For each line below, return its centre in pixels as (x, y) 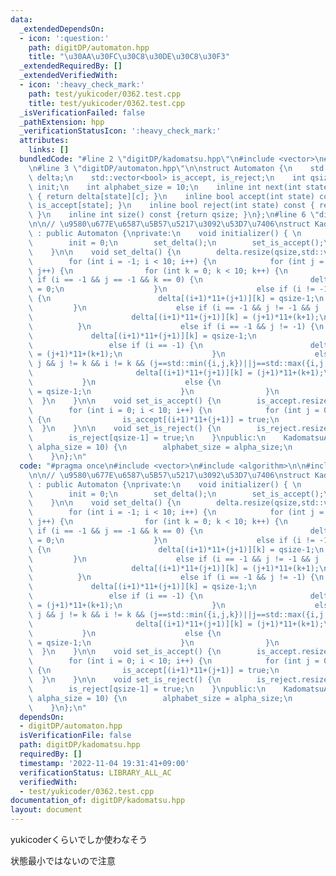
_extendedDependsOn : (62, 29)
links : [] (49, 150)
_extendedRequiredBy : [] (71, 66)
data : (21, 19)
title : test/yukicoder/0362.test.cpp (107, 103)
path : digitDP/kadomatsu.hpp (80, 745)
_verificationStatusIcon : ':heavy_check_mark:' (120, 131)
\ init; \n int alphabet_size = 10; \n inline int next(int (165, 187)
